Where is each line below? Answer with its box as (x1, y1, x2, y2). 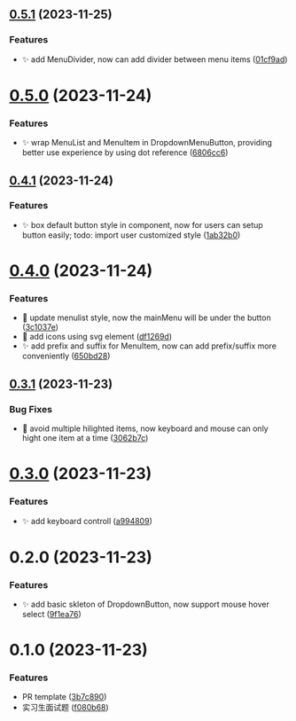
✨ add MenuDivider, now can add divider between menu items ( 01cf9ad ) (21, 53, 288, 65)
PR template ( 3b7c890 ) (21, 692, 107, 702)
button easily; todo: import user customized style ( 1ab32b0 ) (21, 230, 241, 240)
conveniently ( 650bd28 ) (21, 350, 111, 362)
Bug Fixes (9, 403, 53, 415)
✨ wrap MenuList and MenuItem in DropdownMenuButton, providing (21, 137, 273, 148)
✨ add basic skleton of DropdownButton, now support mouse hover (21, 599, 270, 609)
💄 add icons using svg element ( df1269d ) (21, 332, 173, 342)
